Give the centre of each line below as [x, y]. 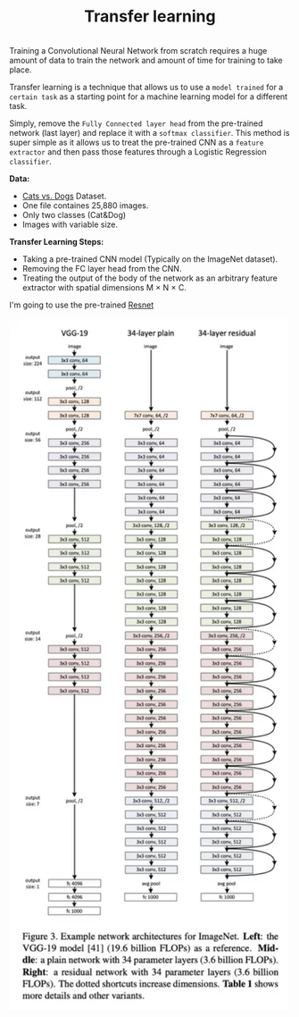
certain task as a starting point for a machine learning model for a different [149, 97]
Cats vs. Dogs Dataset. [64, 196]
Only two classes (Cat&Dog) [74, 214]
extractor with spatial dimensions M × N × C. [104, 287]
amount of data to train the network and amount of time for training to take [146, 60]
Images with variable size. [70, 224]
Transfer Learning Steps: [57, 241]
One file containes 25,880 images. [85, 205]
